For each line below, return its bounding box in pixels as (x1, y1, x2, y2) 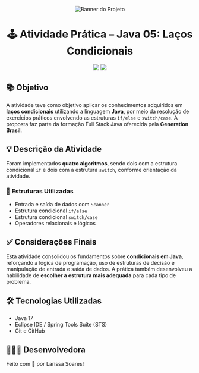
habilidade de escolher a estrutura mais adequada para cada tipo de (6, 271, 176, 279)
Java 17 (14, 315, 34, 322)
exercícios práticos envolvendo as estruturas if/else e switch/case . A (6, 114, 178, 121)
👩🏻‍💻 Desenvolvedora (6, 344, 86, 355)
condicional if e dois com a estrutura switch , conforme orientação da (6, 166, 177, 173)
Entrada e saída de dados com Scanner (14, 200, 110, 208)
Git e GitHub (14, 327, 45, 334)
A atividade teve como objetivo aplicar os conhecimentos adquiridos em (6, 101, 183, 108)
